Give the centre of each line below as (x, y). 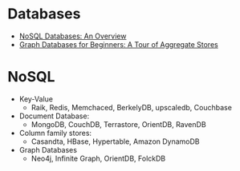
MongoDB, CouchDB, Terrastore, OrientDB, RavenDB (118, 124)
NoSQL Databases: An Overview (73, 36)
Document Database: (54, 116)
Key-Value (36, 99)
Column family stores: (55, 133)
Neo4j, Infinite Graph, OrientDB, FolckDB (98, 158)
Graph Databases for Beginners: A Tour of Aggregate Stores (118, 44)
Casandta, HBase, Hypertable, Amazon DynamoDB (115, 141)
